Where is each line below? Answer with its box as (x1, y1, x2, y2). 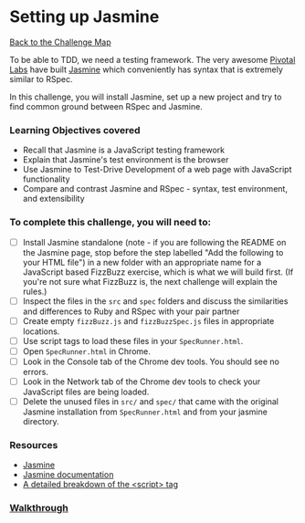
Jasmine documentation (22, 469, 114, 480)
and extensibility (22, 194, 85, 204)
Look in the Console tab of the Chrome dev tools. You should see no (22, 356, 280, 367)
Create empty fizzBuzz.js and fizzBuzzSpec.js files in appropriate (22, 315, 275, 326)
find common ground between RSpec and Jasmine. (9, 100, 203, 111)
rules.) (22, 286, 47, 297)
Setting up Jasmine (9, 6, 160, 27)
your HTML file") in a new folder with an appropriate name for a (22, 256, 262, 267)
